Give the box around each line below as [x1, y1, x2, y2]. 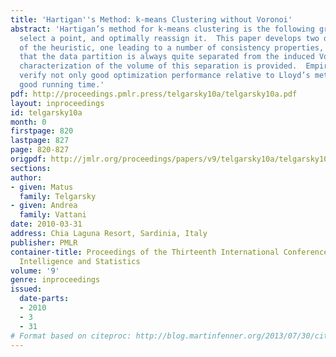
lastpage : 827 [10, 136, 70, 146]
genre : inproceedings [10, 275, 101, 285]
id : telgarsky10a [10, 107, 83, 118]
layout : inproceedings [10, 98, 105, 108]
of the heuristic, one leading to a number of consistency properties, [19, 42, 325, 53]
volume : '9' [10, 266, 60, 276]
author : [10, 172, 43, 183]
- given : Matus [10, 182, 74, 192]
